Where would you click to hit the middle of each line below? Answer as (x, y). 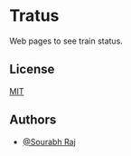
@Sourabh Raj (49, 141)
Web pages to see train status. (66, 41)
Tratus (34, 16)
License (32, 69)
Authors (33, 120)
